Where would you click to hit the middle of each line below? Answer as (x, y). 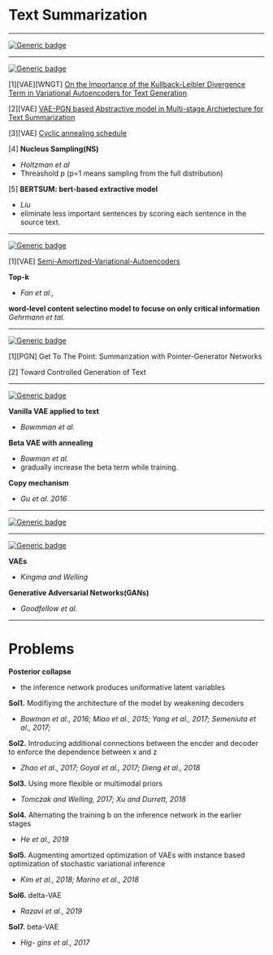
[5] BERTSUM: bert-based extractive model (83, 189)
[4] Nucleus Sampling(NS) (54, 149)
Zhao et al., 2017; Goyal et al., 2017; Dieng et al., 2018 (110, 767)
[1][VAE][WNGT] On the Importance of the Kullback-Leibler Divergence (127, 84)
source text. (40, 222)
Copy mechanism (39, 482)
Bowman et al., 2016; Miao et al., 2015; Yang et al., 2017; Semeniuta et (138, 718)
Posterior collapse (40, 671)
